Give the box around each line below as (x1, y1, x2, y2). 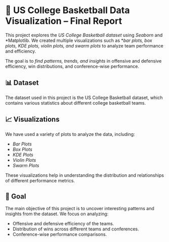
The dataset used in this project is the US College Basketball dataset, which (5, 94, 163, 101)
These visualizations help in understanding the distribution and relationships (5, 172, 164, 178)
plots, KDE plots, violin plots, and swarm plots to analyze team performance (5, 42, 163, 49)
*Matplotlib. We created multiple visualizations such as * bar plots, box (5, 37, 153, 43)
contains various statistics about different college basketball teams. (5, 100, 146, 106)
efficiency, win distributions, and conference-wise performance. (5, 63, 139, 69)
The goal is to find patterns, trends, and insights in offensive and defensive (5, 58, 162, 64)
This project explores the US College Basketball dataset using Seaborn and (5, 32, 163, 38)
